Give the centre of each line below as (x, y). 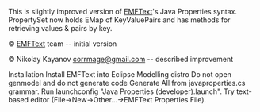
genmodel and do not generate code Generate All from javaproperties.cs (127, 83)
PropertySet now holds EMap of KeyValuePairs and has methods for (119, 20)
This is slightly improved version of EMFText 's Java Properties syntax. (123, 12)
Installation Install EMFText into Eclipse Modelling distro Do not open (120, 74)
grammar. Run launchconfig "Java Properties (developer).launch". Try (122, 91)
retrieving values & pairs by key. (60, 28)
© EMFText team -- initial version (63, 44)
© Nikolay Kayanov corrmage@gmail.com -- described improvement (121, 59)
